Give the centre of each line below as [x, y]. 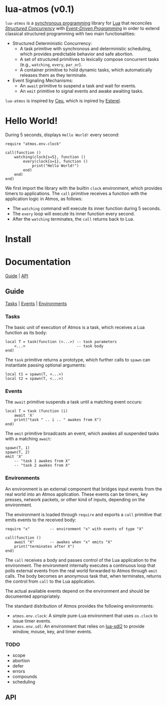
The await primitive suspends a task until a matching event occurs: [74, 402]
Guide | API [17, 276]
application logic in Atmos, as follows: [44, 199]
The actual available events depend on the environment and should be [77, 591]
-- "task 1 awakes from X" [42, 461]
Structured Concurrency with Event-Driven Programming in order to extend [83, 28]
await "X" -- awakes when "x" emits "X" [63, 542]
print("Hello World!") [55, 166]
